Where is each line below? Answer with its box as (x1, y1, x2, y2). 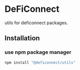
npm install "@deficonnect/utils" (4, 60, 76, 65)
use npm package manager (4, 49, 72, 56)
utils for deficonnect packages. (4, 20, 68, 26)
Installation (4, 34, 40, 42)
